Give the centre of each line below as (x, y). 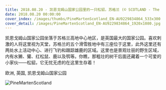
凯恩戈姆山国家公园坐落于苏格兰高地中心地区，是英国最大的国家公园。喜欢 (81, 38)
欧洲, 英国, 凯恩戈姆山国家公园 (36, 73)
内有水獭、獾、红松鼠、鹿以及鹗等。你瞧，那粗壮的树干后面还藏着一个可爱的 (83, 57)
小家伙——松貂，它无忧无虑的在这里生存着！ (51, 62)
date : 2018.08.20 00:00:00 (33, 14)
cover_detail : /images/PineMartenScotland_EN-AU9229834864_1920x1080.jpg (83, 23)
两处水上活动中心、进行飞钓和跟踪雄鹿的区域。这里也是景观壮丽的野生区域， (83, 50)
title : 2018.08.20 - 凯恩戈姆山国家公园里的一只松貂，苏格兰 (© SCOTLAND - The (82, 10)
